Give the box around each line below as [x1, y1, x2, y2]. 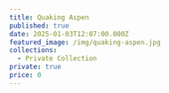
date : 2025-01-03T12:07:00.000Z [9, 29, 129, 38]
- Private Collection [17, 54, 98, 63]
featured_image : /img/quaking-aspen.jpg [9, 37, 162, 47]
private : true [9, 63, 62, 72]
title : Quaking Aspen [9, 12, 90, 22]
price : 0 [9, 71, 42, 80]
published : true [9, 21, 69, 30]
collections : [9, 46, 58, 55]
